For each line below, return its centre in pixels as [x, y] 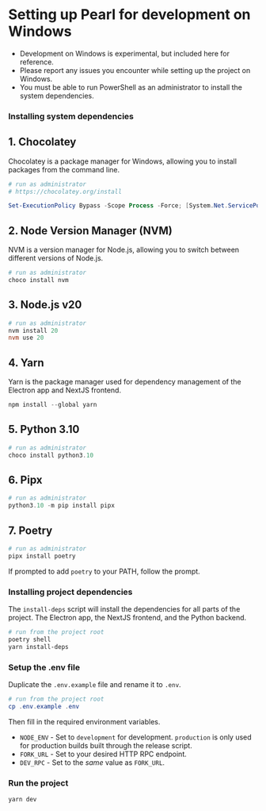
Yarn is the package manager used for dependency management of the [125, 382]
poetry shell [30, 639]
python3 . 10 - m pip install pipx [61, 506]
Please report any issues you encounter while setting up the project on [135, 70]
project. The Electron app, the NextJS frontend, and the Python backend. [127, 617]
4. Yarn [27, 363]
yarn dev [23, 799]
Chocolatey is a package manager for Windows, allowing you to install [123, 161]
